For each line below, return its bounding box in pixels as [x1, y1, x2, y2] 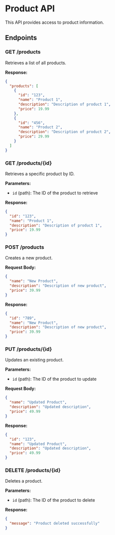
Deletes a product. [5, 478, 43, 484]
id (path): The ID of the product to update [12, 376, 97, 382]
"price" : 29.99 [18, 134, 50, 139]
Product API [5, 3, 55, 14]
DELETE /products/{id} [5, 467, 61, 474]
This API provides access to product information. [5, 19, 104, 25]
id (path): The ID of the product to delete [12, 497, 95, 503]
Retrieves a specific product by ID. [5, 171, 75, 177]
